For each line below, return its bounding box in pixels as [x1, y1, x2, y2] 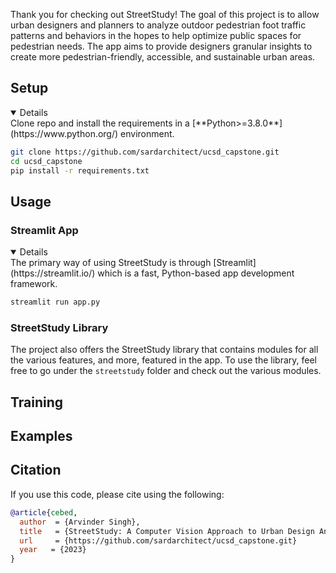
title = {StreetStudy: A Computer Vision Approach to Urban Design [19, 526, 315, 536]
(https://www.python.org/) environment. [10, 127, 175, 139]
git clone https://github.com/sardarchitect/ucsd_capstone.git [10, 147, 280, 157]
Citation [10, 462, 62, 479]
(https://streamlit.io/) [10, 267, 96, 279]
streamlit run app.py [10, 297, 101, 308]
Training [10, 394, 64, 411]
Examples [10, 428, 73, 445]
